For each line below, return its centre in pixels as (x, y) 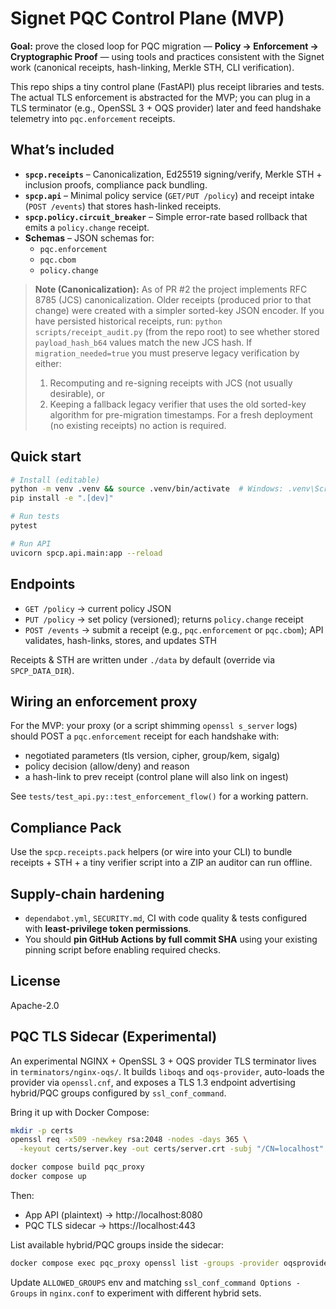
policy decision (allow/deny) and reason (107, 766)
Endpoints (43, 584)
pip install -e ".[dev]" (62, 498)
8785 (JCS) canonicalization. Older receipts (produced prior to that (173, 299)
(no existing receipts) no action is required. (138, 425)
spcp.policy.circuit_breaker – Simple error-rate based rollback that (166, 216)
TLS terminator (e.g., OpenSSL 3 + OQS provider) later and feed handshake (166, 108)
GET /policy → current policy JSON (98, 608)
